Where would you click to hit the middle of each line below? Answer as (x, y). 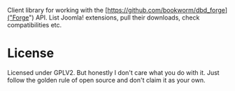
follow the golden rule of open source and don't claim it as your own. (106, 80)
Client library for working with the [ (57, 10)
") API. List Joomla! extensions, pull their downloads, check (114, 17)
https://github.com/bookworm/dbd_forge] (168, 10)
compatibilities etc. (35, 25)
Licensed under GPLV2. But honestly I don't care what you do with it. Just (113, 72)
